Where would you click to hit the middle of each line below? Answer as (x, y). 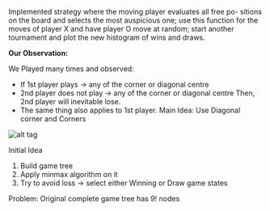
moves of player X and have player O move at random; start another (121, 29)
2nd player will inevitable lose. (70, 101)
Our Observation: (38, 53)
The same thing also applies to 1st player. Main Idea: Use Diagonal (130, 110)
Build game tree (46, 166)
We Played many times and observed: (72, 69)
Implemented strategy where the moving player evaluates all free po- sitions (135, 12)
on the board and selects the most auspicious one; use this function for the (133, 20)
